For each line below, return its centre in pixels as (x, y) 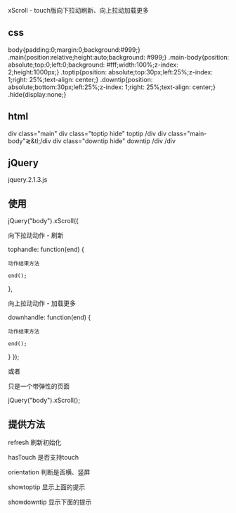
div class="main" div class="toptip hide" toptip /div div (87, 133)
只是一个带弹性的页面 (39, 386)
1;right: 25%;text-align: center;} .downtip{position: (80, 79)
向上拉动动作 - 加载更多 (42, 303)
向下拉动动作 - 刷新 (36, 235)
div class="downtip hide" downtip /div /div (114, 141)
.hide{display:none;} (37, 94)
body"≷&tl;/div (29, 141)
